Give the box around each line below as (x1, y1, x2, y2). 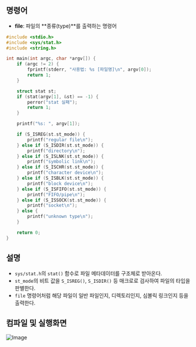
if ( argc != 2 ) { (16, 61, 59, 67)
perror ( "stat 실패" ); (27, 99, 78, 105)
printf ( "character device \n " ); (27, 170, 104, 176)
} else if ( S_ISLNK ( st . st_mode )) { (16, 153, 104, 159)
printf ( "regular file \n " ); (27, 137, 94, 143)
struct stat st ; (16, 88, 57, 94)
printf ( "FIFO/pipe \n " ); (27, 191, 85, 197)
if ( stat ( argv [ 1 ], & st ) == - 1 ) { (16, 94, 99, 100)
